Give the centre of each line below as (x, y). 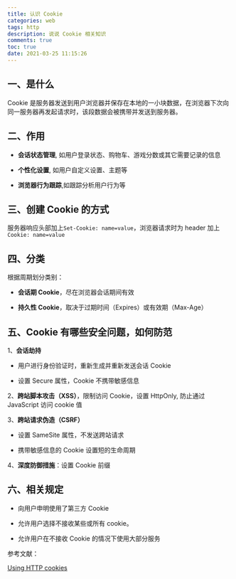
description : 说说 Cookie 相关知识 (57, 34)
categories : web (31, 21)
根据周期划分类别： (36, 277)
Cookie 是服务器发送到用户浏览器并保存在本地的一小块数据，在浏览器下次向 (118, 102)
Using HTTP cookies (37, 568)
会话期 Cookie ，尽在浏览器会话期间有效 (76, 292)
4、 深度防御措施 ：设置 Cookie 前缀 (59, 465)
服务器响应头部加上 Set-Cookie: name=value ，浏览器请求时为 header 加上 (114, 228)
